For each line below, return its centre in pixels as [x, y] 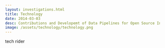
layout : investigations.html [35, 9]
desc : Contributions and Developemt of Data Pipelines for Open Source [80, 23]
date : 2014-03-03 [23, 18]
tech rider [15, 41]
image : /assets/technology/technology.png [49, 28]
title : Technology [24, 14]
